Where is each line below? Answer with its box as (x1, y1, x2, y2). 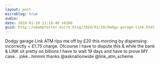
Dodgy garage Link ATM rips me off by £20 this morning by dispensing (5, 38, 147, 44)
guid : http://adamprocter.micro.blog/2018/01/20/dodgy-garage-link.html (5, 25, 155, 30)
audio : (5, 16, 18, 21)
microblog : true (5, 12, 38, 16)
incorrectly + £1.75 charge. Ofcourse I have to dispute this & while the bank (5, 43, 155, 49)
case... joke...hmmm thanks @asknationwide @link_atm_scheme (5, 53, 133, 59)
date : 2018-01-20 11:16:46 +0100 (5, 20, 73, 26)
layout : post (5, 7, 32, 12)
